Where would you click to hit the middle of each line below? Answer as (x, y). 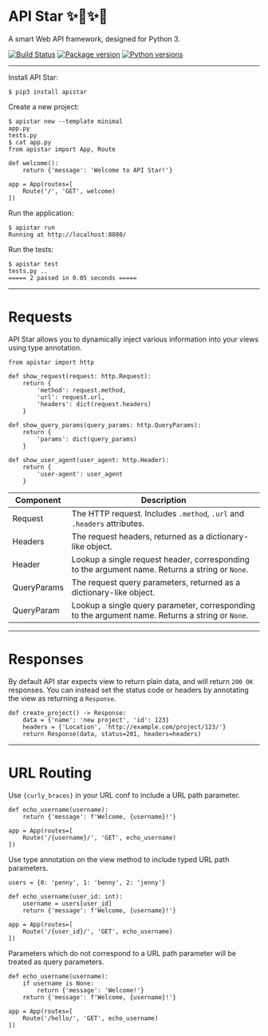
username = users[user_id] (67, 904)
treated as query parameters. (56, 962)
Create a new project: (44, 106)
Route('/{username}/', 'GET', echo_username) (100, 837)
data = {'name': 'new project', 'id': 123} (96, 720)
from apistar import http (51, 362)
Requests (40, 317)
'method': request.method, (82, 390)
